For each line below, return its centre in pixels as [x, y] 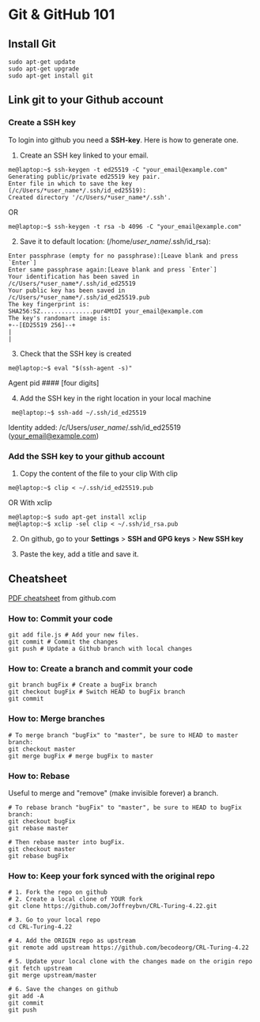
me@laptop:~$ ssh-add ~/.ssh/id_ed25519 [79, 412]
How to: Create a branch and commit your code [101, 669]
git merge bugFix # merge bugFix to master [81, 756]
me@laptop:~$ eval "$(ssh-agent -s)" [70, 368]
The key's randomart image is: [60, 318]
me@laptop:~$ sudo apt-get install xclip [77, 517]
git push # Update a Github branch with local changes [100, 649]
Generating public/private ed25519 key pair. [84, 177]
